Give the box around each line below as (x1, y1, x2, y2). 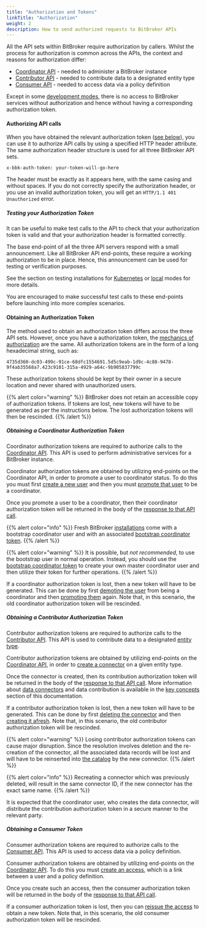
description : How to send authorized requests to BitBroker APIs (6, 26, 177, 33)
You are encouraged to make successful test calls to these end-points (6, 293, 184, 301)
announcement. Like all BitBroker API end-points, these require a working (6, 250, 192, 257)
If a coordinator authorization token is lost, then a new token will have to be (6, 580, 196, 587)
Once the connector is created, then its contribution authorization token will (6, 673, 197, 680)
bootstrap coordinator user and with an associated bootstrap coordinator (6, 530, 191, 538)
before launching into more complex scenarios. (6, 300, 126, 307)
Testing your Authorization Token (6, 209, 94, 217)
